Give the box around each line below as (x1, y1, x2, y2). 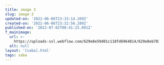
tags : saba (5, 52, 27, 58)
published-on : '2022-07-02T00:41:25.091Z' (5, 25, 93, 30)
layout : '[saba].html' (5, 48, 51, 53)
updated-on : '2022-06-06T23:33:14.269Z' (5, 16, 89, 21)
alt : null (9, 43, 29, 48)
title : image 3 (5, 7, 36, 12)
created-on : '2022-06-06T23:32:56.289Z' (5, 21, 89, 26)
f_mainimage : (5, 30, 32, 35)
